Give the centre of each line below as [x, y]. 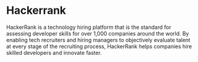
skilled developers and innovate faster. [54, 52]
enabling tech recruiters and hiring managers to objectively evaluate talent [98, 40]
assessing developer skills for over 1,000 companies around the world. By [98, 33]
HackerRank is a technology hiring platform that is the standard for [89, 27]
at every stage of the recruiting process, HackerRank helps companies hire [99, 46]
